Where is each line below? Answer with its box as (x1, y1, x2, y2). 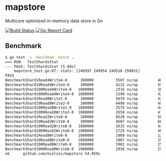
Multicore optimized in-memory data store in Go (5, 18, 103, 24)
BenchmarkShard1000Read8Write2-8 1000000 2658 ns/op (5, 110, 138, 115)
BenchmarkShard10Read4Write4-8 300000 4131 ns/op (5, 82, 138, 87)
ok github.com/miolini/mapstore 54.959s (5, 151, 100, 157)
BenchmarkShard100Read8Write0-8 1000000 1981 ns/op (5, 142, 138, 147)
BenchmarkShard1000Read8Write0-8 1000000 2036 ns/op (5, 147, 138, 152)
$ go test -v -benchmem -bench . (5, 55, 74, 60)
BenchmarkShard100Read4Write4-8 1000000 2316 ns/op (5, 87, 138, 92)
